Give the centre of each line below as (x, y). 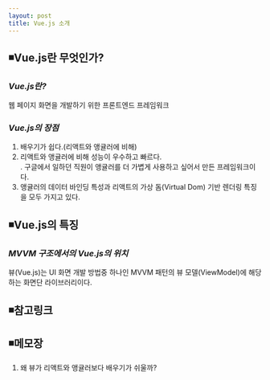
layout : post (30, 16)
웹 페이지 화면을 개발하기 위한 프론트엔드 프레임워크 (89, 105)
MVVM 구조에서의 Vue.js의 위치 (68, 253)
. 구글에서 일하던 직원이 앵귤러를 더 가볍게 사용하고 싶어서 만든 (117, 167)
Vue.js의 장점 (34, 128)
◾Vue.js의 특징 (43, 225)
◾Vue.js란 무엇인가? (56, 57)
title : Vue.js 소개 (39, 23)
